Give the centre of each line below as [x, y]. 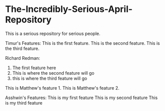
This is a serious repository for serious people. [53, 33]
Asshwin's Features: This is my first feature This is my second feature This [82, 98]
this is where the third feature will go [50, 78]
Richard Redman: [23, 58]
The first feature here [34, 68]
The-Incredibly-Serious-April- [69, 9]
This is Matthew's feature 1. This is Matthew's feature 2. [62, 88]
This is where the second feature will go [53, 73]
